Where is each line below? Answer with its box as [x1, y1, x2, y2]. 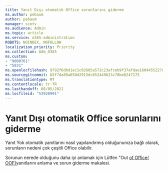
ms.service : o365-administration [5, 35, 75, 40]
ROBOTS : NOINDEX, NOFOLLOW [5, 40, 61, 45]
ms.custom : [5, 53, 28, 59]
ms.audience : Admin [5, 26, 46, 31]
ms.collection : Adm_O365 [5, 49, 57, 54]
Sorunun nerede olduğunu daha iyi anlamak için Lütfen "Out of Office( [5, 154, 149, 160]
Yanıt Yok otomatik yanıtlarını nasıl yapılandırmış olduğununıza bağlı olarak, [5, 139, 159, 145]
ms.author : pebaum [5, 12, 43, 17]
